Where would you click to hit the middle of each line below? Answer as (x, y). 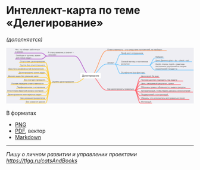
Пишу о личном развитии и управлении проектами (72, 155)
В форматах (21, 113)
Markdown (28, 137)
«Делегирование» (55, 23)
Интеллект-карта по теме (73, 10)
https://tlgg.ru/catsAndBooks (42, 160)
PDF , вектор (30, 131)
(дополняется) (24, 39)
